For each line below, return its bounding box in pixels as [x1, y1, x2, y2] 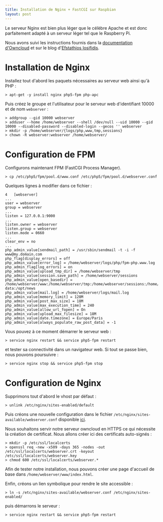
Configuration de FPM [5, 149, 96, 160]
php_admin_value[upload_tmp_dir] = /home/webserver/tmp [5, 269, 120, 274]
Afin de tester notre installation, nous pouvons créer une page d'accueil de [5, 466, 155, 472]
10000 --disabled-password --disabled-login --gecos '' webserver [5, 124, 142, 129]
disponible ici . [58, 417, 86, 423]
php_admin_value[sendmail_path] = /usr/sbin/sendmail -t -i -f [5, 248, 136, 253]
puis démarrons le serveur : [5, 503, 60, 509]
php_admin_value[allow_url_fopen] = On [5, 307, 86, 312]
